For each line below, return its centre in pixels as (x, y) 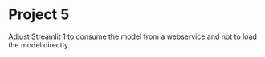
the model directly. (39, 44)
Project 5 (39, 15)
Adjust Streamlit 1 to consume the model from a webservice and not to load (132, 36)
